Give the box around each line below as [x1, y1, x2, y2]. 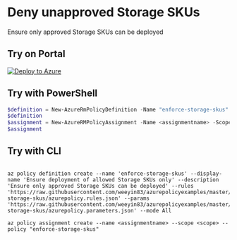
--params [123, 195, 150, 202]
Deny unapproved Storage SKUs [7, 4, 200, 20]
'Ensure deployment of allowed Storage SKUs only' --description [23, 176, 219, 184]
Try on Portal [7, 48, 66, 60]
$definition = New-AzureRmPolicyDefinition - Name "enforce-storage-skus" [7, 106, 229, 113]
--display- [190, 170, 222, 177]
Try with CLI [7, 145, 61, 157]
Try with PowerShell [7, 88, 98, 100]
